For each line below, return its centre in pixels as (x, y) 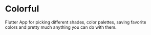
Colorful (22, 9)
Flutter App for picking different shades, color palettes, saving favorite (76, 22)
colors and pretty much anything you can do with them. (61, 27)
